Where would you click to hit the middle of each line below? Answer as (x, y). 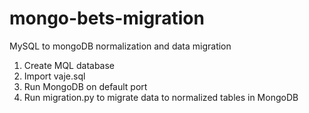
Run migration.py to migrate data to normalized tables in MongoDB (161, 97)
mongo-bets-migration (107, 18)
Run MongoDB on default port (85, 86)
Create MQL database (69, 65)
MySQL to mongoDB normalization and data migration (120, 46)
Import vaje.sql (54, 76)
